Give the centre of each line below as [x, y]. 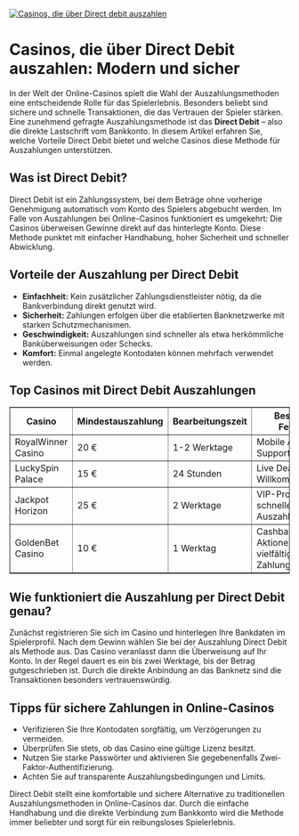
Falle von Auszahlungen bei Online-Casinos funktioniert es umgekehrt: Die [146, 218]
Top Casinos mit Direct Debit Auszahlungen [133, 390]
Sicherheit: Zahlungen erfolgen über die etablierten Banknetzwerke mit [153, 315]
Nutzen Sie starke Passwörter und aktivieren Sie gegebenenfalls [140, 758]
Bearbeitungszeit [210, 421]
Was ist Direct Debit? [69, 178]
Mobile [271, 442]
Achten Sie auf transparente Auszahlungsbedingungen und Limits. [144, 776]
